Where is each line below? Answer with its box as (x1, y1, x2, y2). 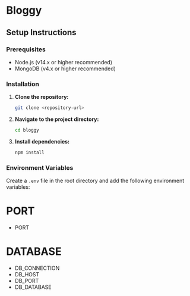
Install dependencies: (14, 138, 70, 145)
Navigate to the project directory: (14, 116, 99, 123)
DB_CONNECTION (14, 264, 60, 272)
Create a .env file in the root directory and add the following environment (6, 177, 185, 185)
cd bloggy (14, 127, 40, 133)
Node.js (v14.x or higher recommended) (14, 58, 113, 66)
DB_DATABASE (14, 283, 52, 291)
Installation (6, 80, 40, 88)
